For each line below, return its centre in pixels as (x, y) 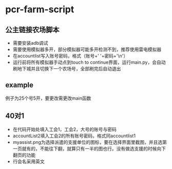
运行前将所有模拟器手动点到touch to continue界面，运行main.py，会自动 (89, 62)
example (20, 85)
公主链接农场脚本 (32, 30)
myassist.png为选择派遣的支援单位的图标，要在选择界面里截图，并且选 (88, 142)
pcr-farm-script (40, 10)
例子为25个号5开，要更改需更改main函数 (48, 98)
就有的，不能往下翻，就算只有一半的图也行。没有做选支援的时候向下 (94, 148)
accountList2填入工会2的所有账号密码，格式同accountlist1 (74, 136)
